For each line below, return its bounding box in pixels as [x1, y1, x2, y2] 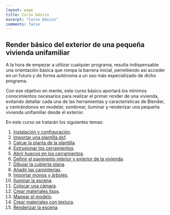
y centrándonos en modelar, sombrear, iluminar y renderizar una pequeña [6, 104, 160, 110]
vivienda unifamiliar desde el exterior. [6, 110, 84, 116]
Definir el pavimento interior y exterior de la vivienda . [13, 156, 124, 162]
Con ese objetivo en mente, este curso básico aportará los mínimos [6, 88, 147, 94]
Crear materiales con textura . [13, 199, 75, 205]
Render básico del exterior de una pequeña [6, 40, 145, 49]
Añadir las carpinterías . [13, 167, 62, 173]
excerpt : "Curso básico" [6, 17, 58, 22]
